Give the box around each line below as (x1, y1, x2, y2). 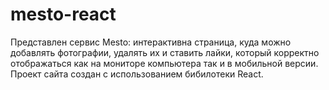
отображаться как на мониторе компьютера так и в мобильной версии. (10, 57, 319, 69)
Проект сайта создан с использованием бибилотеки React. (10, 68, 264, 80)
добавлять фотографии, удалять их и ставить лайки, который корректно (10, 46, 320, 58)
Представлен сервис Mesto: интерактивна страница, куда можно (10, 36, 292, 48)
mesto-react (10, 3, 117, 26)
